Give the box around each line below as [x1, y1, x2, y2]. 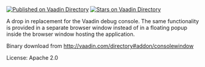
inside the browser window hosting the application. [6, 30, 135, 38]
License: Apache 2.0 [6, 54, 58, 61]
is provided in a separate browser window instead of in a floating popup [6, 24, 188, 31]
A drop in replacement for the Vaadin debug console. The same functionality [6, 18, 199, 24]
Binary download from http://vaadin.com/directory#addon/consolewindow [6, 43, 194, 49]
